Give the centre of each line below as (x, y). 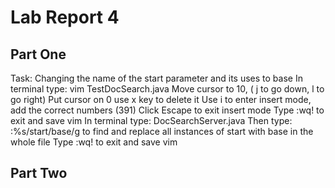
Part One (38, 54)
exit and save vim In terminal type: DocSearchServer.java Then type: (151, 120)
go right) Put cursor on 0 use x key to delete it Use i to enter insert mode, (161, 99)
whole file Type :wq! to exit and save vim (94, 142)
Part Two (39, 173)
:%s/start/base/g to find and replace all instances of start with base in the (162, 131)
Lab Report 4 (65, 17)
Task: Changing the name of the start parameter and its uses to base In (156, 78)
